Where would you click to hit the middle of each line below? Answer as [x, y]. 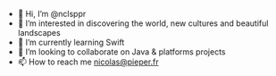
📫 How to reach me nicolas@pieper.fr [88, 62]
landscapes [39, 33]
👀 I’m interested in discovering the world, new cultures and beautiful [143, 23]
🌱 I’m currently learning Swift [71, 42]
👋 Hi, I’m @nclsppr [52, 14]
